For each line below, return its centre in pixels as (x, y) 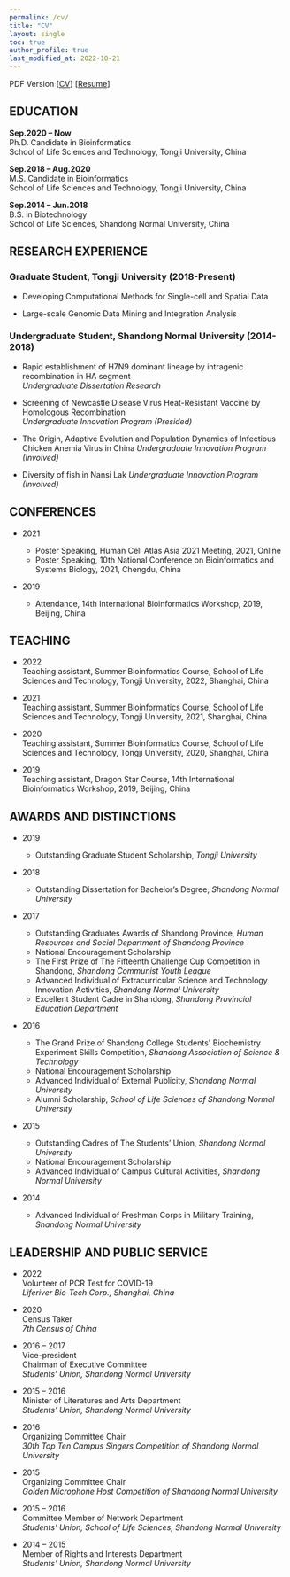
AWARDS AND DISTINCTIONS (93, 816)
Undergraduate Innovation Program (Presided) (107, 421)
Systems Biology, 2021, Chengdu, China (108, 569)
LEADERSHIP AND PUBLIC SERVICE (108, 1252)
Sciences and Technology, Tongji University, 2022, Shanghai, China (145, 681)
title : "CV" (31, 26)
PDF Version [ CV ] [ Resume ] (60, 84)
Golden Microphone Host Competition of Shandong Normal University (150, 1492)
